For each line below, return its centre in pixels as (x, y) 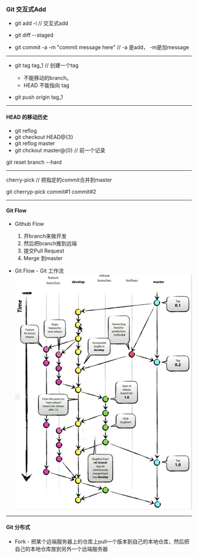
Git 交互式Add (26, 9)
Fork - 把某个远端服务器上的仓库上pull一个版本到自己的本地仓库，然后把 (102, 541)
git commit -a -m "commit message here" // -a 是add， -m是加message (102, 47)
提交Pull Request (44, 251)
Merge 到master (43, 258)
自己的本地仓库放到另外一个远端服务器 (61, 549)
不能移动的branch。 (47, 78)
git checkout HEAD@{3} (44, 137)
